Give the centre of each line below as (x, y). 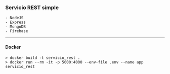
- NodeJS (14, 18)
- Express (16, 22)
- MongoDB (16, 27)
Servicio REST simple (32, 8)
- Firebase (17, 31)
